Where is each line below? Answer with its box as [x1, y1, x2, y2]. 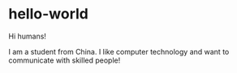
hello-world [8, 5, 89, 23]
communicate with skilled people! [8, 55, 121, 65]
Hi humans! [8, 31, 47, 41]
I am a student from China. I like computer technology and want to [8, 47, 230, 56]
